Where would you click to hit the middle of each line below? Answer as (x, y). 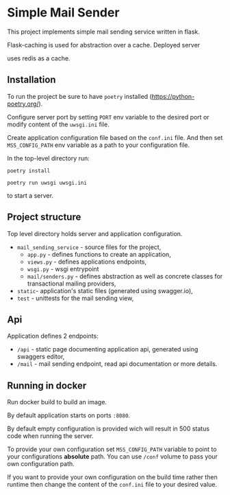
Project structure (44, 217)
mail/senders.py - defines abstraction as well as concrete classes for (125, 276)
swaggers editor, (41, 357)
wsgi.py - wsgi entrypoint (63, 268)
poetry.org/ (23, 104)
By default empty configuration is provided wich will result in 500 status (108, 429)
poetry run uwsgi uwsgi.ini (47, 183)
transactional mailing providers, (72, 284)
